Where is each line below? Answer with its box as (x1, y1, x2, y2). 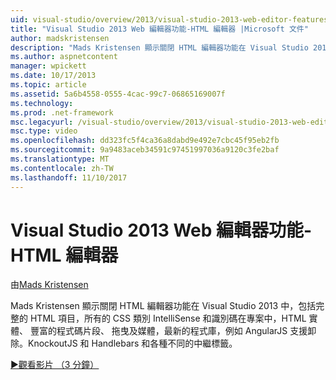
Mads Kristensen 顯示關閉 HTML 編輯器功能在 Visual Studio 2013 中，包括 (10, 300, 317, 312)
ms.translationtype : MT (10, 154, 110, 164)
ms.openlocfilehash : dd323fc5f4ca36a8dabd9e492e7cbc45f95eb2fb (10, 136, 280, 146)
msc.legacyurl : (10, 117, 74, 127)
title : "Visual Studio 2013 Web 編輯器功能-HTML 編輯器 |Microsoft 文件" (10, 24, 309, 34)
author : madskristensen (10, 33, 110, 43)
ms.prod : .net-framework (10, 107, 114, 118)
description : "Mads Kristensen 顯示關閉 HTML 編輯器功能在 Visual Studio (10, 42, 309, 53)
